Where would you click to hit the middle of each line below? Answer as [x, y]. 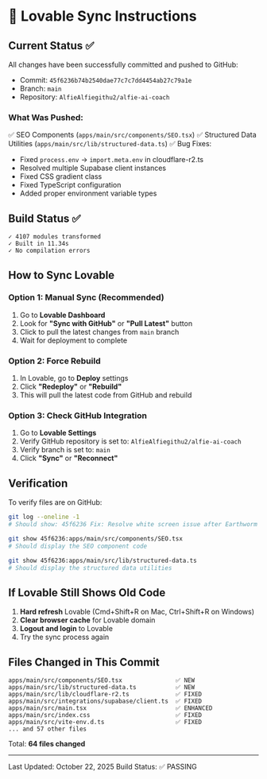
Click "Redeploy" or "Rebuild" [71, 387]
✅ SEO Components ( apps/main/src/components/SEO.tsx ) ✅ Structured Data [132, 135]
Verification [38, 483]
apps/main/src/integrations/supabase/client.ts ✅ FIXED [105, 701]
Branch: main [41, 88]
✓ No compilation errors [49, 251]
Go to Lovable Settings [58, 433]
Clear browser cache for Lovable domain [87, 620]
